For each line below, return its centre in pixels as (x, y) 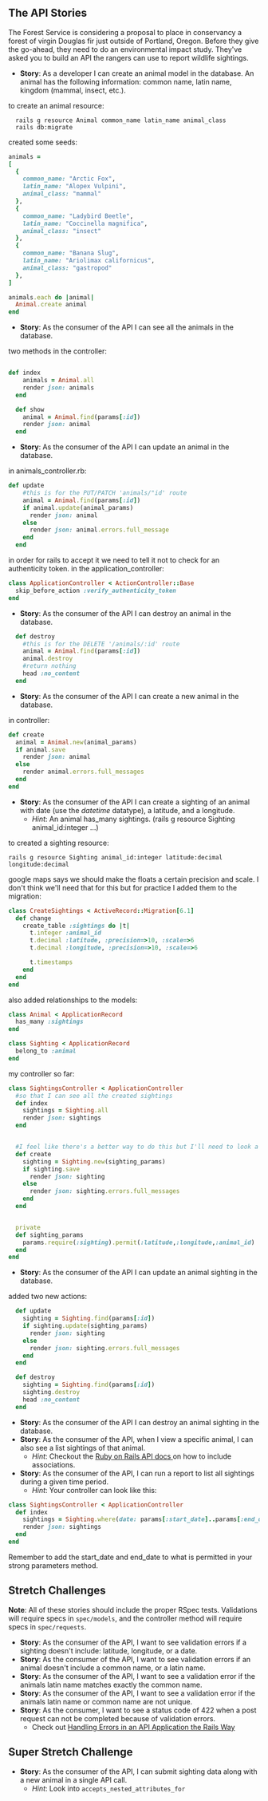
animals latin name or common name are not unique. (106, 1701)
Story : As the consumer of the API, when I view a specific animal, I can (136, 1439)
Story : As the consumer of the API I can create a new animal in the (129, 696)
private (28, 1227)
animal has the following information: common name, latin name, (126, 81)
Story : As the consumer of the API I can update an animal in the (124, 447)
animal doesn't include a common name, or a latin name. (112, 1668)
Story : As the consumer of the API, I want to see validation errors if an (135, 1659)
